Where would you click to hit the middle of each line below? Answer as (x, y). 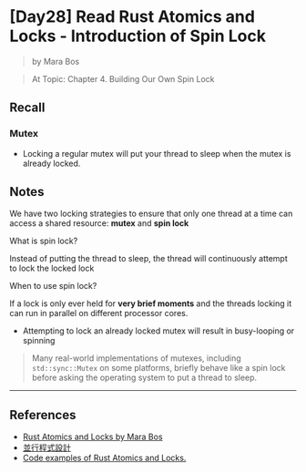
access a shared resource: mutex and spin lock (99, 223)
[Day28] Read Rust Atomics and (132, 17)
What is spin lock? (44, 241)
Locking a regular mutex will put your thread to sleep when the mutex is (157, 153)
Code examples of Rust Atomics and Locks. (104, 458)
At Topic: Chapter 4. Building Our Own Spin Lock (123, 78)
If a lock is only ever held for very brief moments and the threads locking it (151, 303)
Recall (27, 108)
